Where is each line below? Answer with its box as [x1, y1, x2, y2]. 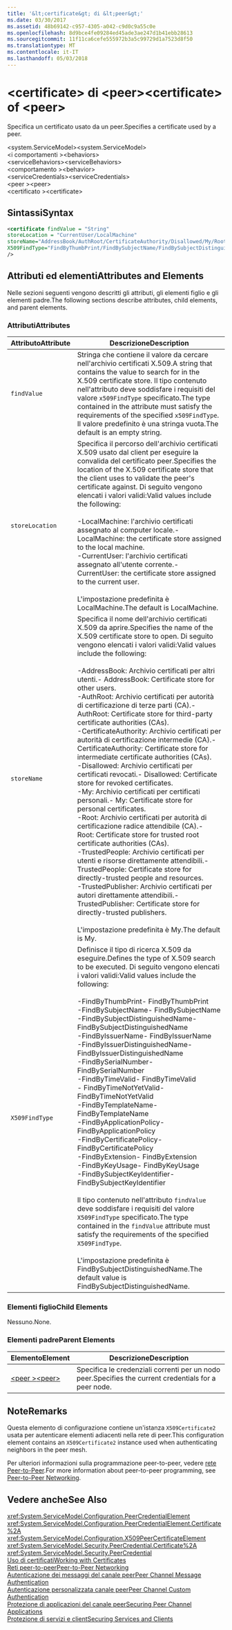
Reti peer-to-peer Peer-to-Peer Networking [7, 1564, 129, 1572]
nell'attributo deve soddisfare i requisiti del [77, 384, 215, 394]
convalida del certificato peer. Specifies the [77, 456, 217, 466]
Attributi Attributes [7, 320, 70, 330]
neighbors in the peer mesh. [7, 1446, 88, 1454]
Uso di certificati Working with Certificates [7, 1556, 126, 1564]
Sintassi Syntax [7, 207, 74, 219]
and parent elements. [7, 303, 68, 311]
